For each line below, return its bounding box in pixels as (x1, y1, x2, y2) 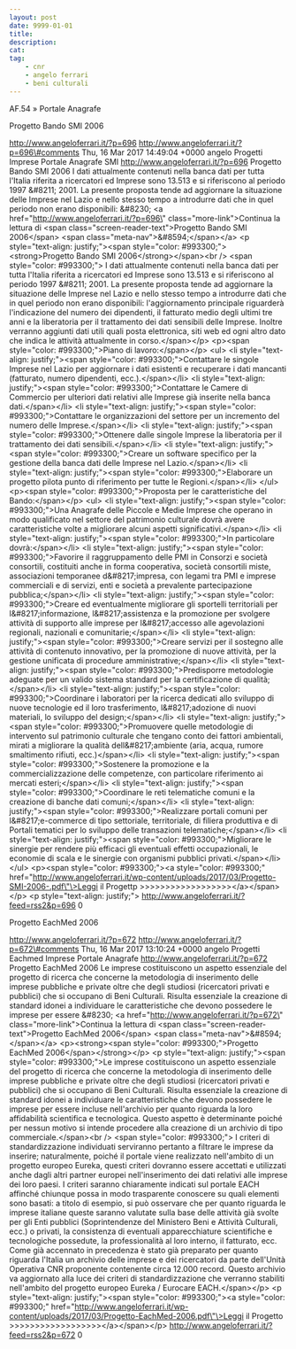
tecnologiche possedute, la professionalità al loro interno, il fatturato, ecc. (9, 1235, 277, 1245)
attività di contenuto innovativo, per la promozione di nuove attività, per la (9, 646, 277, 656)
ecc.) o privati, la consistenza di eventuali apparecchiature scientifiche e (9, 1226, 273, 1237)
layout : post (9, 12, 57, 22)
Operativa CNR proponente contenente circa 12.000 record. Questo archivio (9, 1263, 286, 1274)
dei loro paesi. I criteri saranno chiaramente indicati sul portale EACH (9, 1179, 260, 1190)
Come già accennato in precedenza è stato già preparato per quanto (9, 1244, 259, 1255)
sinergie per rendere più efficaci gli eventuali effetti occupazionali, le (9, 843, 259, 854)
